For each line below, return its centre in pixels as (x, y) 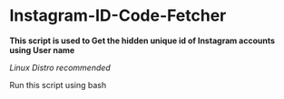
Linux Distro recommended (60, 67)
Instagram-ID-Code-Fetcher (118, 16)
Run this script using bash (58, 85)
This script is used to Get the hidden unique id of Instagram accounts (142, 40)
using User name (42, 49)
